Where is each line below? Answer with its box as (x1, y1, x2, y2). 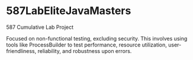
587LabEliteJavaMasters (6, 4, 131, 18)
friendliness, (6, 47, 37, 54)
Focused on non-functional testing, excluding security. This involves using (6, 35, 188, 42)
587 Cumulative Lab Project (6, 24, 74, 31)
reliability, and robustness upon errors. (37, 47, 132, 54)
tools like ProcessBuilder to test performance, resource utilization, (6, 41, 168, 48)
